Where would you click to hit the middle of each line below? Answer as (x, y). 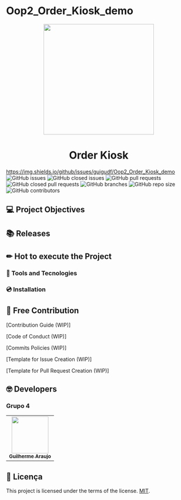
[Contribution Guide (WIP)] (38, 325)
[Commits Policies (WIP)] (36, 348)
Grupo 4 (18, 406)
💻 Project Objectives (46, 210)
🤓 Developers (32, 389)
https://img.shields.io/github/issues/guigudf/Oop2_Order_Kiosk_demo (90, 172)
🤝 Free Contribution (43, 311)
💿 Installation (26, 289)
